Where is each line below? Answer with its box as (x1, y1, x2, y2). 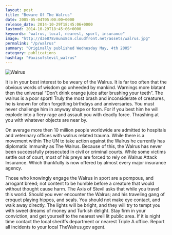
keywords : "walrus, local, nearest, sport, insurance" (5, 31, 125, 36)
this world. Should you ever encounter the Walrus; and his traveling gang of (5, 191, 165, 198)
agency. (5, 165, 22, 172)
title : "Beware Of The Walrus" (5, 12, 72, 17)
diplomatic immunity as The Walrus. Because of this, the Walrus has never (5, 143, 162, 149)
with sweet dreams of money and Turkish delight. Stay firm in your (5, 208, 146, 214)
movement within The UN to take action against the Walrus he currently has (5, 138, 165, 144)
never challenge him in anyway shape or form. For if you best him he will (5, 106, 159, 113)
